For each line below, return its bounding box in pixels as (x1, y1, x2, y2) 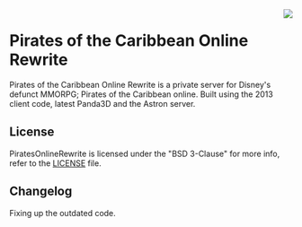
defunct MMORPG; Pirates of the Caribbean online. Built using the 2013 (9, 89, 274, 100)
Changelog (9, 184, 73, 199)
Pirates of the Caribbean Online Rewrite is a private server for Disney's (9, 79, 271, 90)
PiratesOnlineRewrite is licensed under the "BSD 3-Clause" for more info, (9, 148, 280, 159)
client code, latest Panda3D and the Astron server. (9, 98, 196, 109)
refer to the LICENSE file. (9, 157, 102, 169)
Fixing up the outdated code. (9, 207, 117, 218)
